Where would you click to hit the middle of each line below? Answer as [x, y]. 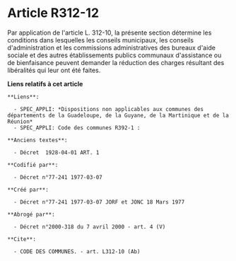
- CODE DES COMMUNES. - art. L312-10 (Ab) [77, 251]
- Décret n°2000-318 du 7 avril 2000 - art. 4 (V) [90, 227]
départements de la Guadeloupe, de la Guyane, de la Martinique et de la [118, 115]
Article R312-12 [53, 13]
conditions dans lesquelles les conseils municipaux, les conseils [101, 40]
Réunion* [20, 122]
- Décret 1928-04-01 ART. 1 [57, 152]
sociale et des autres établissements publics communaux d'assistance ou [114, 55]
